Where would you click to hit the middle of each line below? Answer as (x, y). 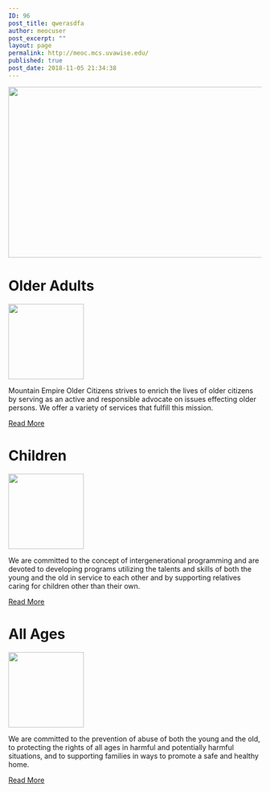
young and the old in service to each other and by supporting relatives (125, 577)
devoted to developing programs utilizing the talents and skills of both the (130, 568)
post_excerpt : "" (37, 38)
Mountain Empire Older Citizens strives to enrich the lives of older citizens (131, 390)
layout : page (30, 46)
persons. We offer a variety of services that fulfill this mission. (111, 408)
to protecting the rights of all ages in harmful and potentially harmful (121, 747)
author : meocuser (37, 31)
